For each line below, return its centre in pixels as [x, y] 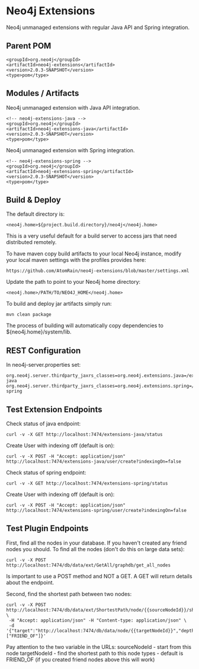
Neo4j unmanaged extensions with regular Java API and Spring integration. [98, 27]
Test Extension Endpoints [54, 409]
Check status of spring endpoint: [46, 473]
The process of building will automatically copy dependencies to [85, 326]
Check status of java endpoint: [44, 424]
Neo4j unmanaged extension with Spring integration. [70, 150]
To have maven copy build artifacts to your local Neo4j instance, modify [94, 254]
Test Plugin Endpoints [47, 529]
